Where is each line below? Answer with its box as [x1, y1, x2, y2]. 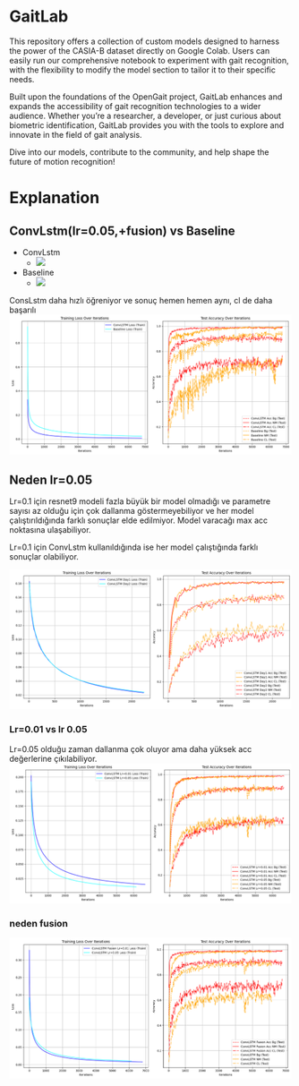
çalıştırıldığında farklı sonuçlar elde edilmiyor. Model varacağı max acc [9, 515, 269, 526]
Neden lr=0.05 [9, 472, 92, 487]
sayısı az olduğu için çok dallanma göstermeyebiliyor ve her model [9, 506, 254, 517]
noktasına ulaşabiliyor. [9, 525, 91, 535]
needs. [9, 73, 35, 84]
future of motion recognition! [9, 156, 115, 167]
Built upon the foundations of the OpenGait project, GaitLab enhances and [9, 91, 283, 102]
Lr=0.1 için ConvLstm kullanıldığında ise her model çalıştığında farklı [9, 542, 259, 552]
